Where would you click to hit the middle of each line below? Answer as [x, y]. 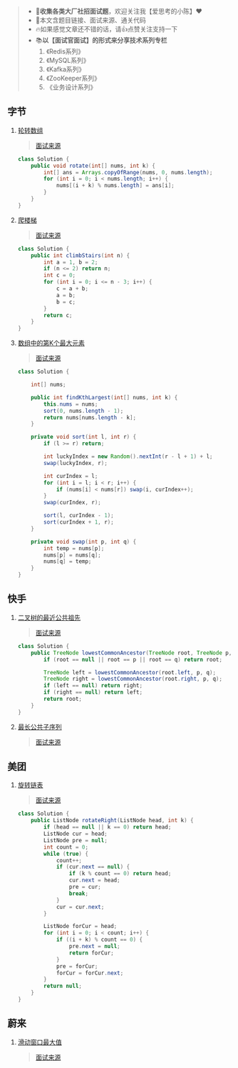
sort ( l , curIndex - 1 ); [79, 516]
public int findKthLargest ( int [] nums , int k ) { [104, 397]
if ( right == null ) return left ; [93, 692]
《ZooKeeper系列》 [73, 78]
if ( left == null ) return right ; [93, 686]
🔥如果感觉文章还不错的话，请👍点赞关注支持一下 [107, 29]
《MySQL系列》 [68, 60]
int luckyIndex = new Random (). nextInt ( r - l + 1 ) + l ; [128, 456]
